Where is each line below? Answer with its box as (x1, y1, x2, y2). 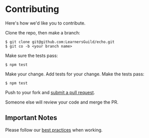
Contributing (5, 3, 59, 15)
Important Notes (5, 113, 57, 122)
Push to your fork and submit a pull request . (5, 89, 96, 95)
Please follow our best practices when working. (5, 126, 103, 133)
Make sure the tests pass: (5, 52, 58, 58)
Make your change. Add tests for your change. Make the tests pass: (5, 71, 145, 77)
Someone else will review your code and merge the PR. (5, 99, 119, 105)
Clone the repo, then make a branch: (5, 29, 81, 35)
